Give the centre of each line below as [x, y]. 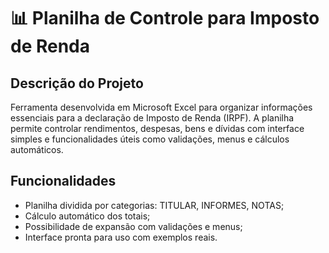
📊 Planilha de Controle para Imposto [165, 18]
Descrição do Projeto [77, 83]
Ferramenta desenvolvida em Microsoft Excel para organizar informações [161, 107]
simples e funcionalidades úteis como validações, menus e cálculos [150, 139]
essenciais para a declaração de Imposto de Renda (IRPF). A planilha [152, 118]
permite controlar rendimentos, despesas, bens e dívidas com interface [157, 128]
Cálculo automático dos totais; [87, 216]
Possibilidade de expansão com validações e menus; [133, 226]
